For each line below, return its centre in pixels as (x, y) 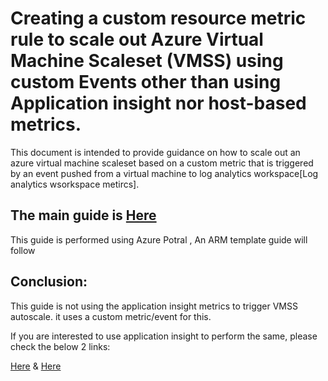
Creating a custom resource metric (158, 18)
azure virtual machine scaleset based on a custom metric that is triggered (162, 163)
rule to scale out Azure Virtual (137, 39)
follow (23, 250)
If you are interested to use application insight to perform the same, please (164, 336)
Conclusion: (49, 282)
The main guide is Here (83, 215)
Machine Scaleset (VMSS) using (147, 61)
